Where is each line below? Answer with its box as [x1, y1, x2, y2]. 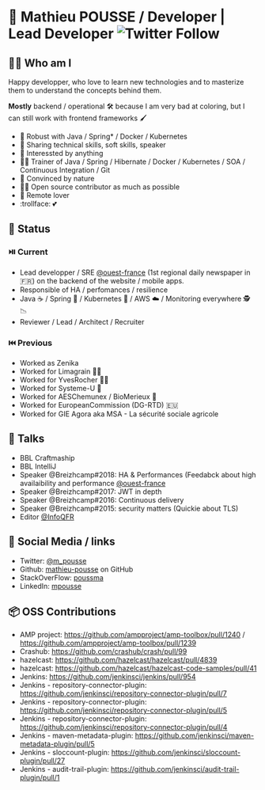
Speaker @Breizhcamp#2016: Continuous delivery [19, 495, 184, 504]
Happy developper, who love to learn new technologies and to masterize [8, 78, 244, 86]
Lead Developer [8, 25, 115, 43]
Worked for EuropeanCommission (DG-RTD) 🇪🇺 [19, 400, 179, 409]
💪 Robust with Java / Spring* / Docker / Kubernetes [19, 131, 187, 141]
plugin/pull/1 [19, 773, 60, 783]
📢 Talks [8, 432, 45, 446]
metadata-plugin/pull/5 [19, 739, 95, 749]
